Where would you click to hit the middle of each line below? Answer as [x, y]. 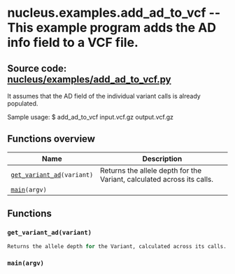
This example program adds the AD [112, 28]
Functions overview [51, 139]
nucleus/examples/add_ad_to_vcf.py [89, 79]
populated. [23, 103]
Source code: [37, 68]
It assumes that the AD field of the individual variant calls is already [104, 96]
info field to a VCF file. [73, 43]
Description [162, 159]
